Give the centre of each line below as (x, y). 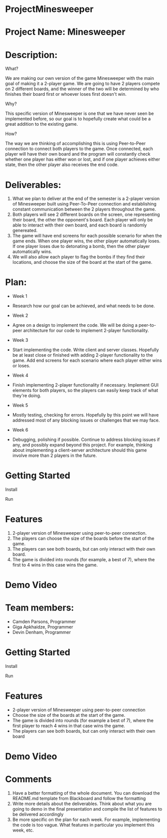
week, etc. (23, 830)
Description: (31, 55)
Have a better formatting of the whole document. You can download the (86, 793)
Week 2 (20, 316)
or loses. (21, 366)
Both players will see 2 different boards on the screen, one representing (86, 214)
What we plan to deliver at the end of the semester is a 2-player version (86, 199)
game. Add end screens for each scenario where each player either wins (87, 361)
